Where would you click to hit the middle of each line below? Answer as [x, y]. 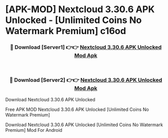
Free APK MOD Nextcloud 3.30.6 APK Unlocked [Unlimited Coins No [77, 109]
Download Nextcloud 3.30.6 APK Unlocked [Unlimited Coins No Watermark [84, 125]
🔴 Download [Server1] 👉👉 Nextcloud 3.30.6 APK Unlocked [86, 47]
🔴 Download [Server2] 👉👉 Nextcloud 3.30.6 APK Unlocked [86, 80]
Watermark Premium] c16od [66, 31]
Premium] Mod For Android [34, 130]
